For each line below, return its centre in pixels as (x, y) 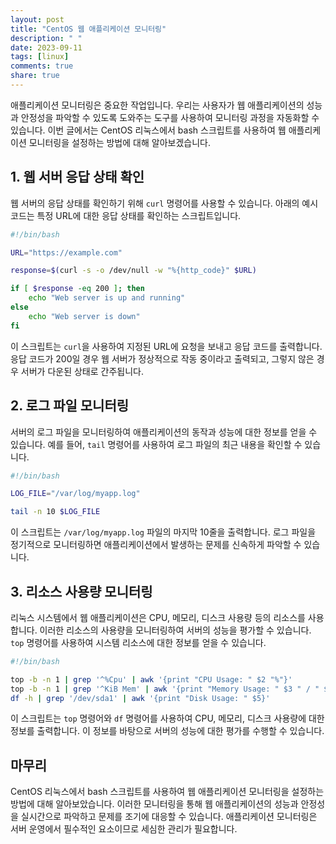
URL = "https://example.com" (66, 252)
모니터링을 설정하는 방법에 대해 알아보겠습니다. (119, 142)
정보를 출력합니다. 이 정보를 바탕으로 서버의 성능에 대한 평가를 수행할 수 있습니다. (167, 731)
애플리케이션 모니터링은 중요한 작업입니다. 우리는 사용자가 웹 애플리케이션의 (157, 105)
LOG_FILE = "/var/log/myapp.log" (75, 494)
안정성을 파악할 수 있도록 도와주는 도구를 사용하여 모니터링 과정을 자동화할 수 (170, 117)
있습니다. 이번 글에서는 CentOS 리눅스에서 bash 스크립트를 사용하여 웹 (148, 130)
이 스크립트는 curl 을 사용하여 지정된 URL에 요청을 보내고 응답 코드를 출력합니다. (166, 346)
